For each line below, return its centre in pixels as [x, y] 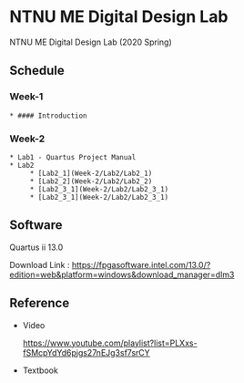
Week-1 [26, 97]
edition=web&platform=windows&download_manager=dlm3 [122, 274]
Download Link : [40, 264]
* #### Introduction [49, 116]
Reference [40, 303]
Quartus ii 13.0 [36, 247]
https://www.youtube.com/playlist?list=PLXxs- [110, 343]
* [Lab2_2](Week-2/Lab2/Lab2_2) [91, 181]
